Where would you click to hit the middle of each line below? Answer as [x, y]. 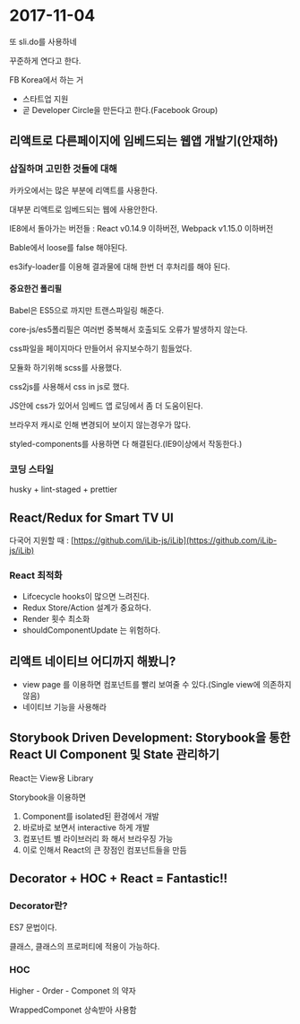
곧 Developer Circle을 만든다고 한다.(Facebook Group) [120, 109]
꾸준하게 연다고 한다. [45, 60]
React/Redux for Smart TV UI [92, 517]
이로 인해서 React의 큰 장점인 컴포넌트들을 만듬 [104, 850]
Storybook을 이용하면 [48, 797]
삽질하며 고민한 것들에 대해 [64, 169]
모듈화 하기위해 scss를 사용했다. [66, 367]
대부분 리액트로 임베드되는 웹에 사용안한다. [84, 209]
